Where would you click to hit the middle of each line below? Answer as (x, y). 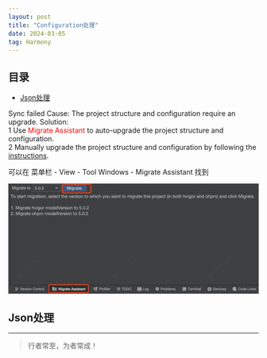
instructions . (29, 156)
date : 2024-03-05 (37, 33)
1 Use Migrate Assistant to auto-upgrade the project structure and (116, 130)
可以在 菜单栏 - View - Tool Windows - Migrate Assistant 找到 (108, 172)
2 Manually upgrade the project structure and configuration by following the (132, 148)
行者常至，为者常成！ (62, 346)
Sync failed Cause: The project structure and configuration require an (122, 114)
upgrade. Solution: (39, 122)
